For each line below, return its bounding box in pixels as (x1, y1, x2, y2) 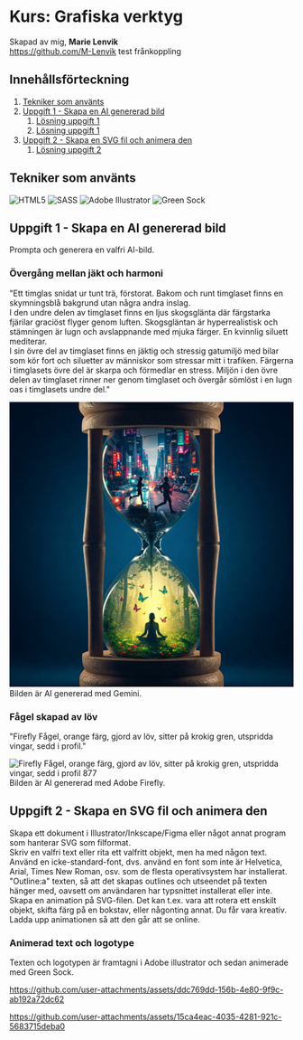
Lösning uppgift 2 (35, 144, 102, 155)
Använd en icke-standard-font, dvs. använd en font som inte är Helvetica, (9, 856, 283, 867)
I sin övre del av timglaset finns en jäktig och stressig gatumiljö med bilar (9, 345, 280, 356)
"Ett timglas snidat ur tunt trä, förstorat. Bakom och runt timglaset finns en (9, 288, 284, 298)
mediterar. (9, 336, 48, 346)
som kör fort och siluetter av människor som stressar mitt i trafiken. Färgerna (9, 355, 294, 365)
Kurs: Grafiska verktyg (9, 6, 183, 27)
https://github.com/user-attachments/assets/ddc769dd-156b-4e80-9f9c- (9, 984, 284, 996)
